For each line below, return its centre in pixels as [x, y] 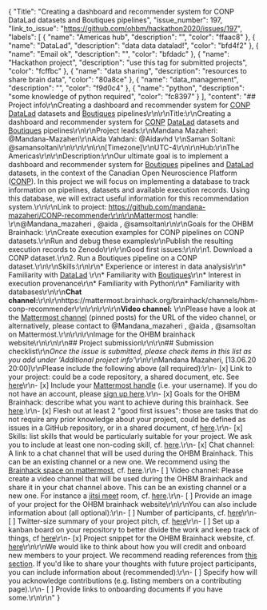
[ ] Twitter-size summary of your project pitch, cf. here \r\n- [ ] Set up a [124, 521]
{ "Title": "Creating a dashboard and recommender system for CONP [121, 12]
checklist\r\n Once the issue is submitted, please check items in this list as [130, 351]
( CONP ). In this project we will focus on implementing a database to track [129, 181]
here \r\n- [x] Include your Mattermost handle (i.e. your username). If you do [133, 385]
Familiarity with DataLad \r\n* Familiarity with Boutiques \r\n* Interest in [125, 275]
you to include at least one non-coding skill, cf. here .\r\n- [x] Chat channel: [132, 445]
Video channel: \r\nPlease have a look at [188, 309]
